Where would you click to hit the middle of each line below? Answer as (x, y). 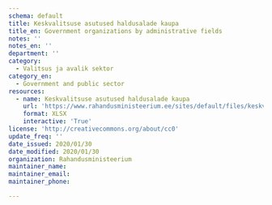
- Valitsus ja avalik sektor (65, 69)
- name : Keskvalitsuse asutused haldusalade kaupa (103, 99)
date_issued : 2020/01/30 (50, 144)
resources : (27, 91)
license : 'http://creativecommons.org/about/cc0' (94, 129)
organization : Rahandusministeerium (70, 159)
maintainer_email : (39, 174)
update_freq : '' (36, 136)
